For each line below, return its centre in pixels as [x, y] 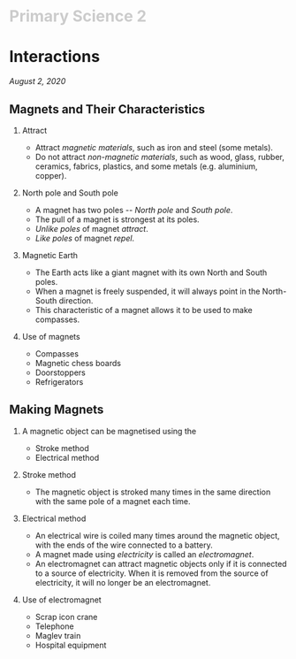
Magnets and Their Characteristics [107, 109]
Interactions [54, 57]
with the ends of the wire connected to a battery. [124, 545]
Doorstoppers [60, 372]
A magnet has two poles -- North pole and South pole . [134, 210]
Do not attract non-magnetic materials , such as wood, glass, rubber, [160, 157]
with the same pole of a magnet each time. [113, 501]
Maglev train [58, 635]
